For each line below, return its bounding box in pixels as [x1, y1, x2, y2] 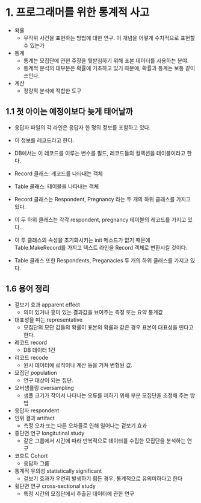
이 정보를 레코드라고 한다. [14, 137, 75, 144]
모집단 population [14, 369, 58, 376]
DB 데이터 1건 [23, 346, 55, 354]
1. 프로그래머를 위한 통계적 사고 [5, 5, 150, 19]
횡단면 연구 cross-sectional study [14, 482, 96, 490]
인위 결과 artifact [14, 414, 55, 421]
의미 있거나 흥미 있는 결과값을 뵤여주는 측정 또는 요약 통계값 [23, 308, 163, 316]
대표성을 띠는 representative [14, 316, 82, 323]
